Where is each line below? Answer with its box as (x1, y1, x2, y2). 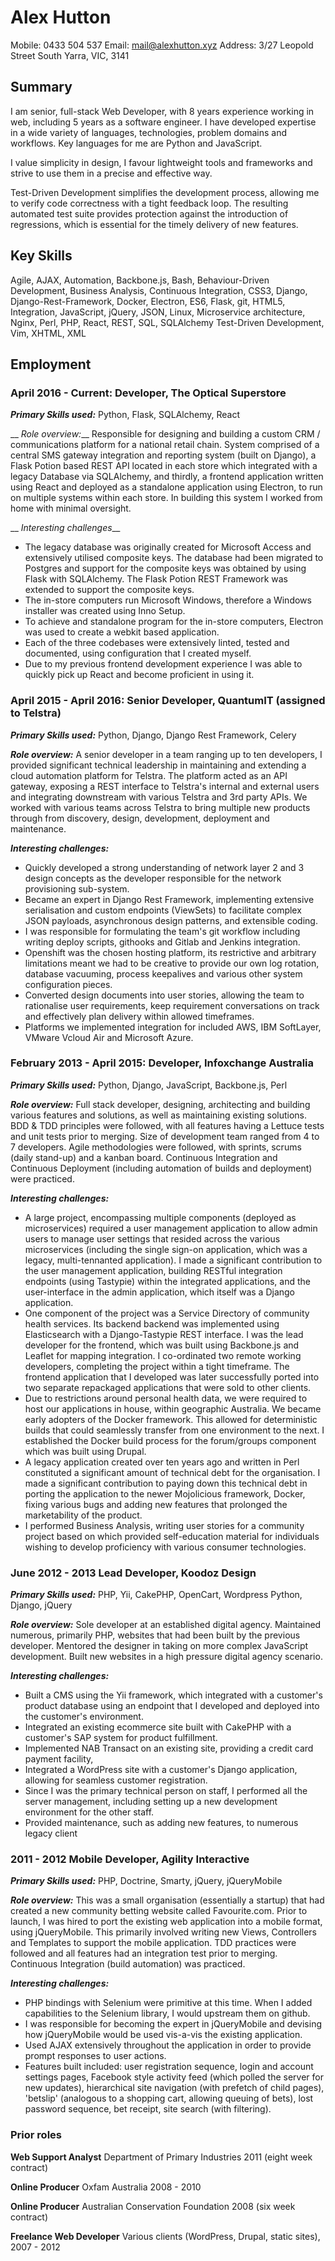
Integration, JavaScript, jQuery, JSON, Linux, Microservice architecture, (10, 306, 306, 318)
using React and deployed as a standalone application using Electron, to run (10, 481, 323, 493)
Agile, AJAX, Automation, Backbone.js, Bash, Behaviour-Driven (10, 274, 270, 286)
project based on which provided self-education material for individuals (24, 1530, 320, 1542)
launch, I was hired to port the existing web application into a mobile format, (10, 1916, 323, 1928)
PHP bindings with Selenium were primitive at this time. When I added (24, 1997, 313, 2009)
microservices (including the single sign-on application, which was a (24, 1243, 308, 1255)
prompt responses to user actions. (24, 2050, 167, 2062)
